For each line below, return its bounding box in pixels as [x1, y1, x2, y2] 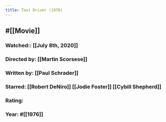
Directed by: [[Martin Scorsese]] [5, 55, 88, 63]
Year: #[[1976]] [5, 111, 43, 118]
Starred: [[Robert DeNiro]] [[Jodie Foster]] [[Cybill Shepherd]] [5, 83, 162, 90]
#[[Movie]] [5, 27, 40, 35]
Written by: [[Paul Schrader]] [5, 69, 79, 76]
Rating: [5, 97, 24, 104]
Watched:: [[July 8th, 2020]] [5, 42, 78, 49]
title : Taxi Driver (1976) [5, 7, 63, 13]
